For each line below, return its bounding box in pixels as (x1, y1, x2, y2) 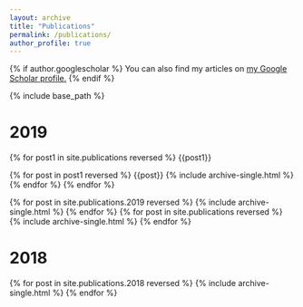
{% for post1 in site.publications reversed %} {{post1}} (9, 152, 211, 163)
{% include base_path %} (9, 91, 105, 101)
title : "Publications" (9, 22, 95, 31)
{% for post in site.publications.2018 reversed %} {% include (9, 278, 237, 289)
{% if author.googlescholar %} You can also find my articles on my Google (9, 63, 288, 74)
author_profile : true (9, 38, 92, 48)
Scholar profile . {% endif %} (9, 73, 115, 84)
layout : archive (9, 13, 71, 23)
